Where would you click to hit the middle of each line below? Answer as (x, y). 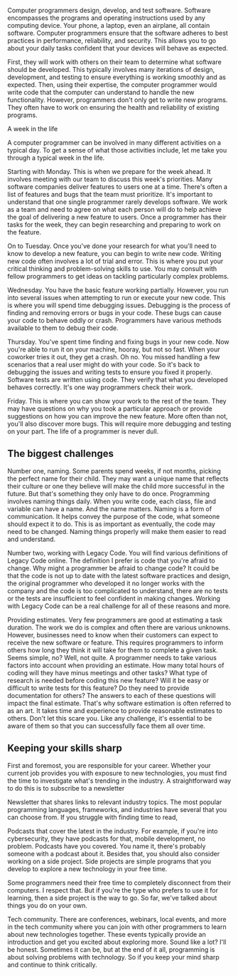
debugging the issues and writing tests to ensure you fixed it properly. (110, 372)
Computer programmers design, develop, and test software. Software (109, 10)
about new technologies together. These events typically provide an (107, 934)
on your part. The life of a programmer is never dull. (83, 431)
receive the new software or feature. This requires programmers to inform (115, 642)
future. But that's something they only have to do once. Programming (108, 493)
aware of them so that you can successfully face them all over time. (107, 726)
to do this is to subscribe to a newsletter (66, 788)
